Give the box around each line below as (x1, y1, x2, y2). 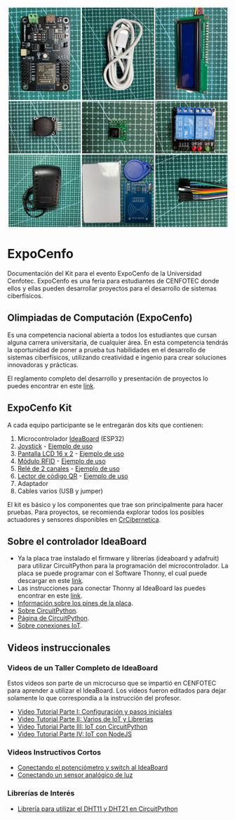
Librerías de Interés (7, 788, 75, 798)
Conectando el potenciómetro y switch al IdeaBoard (17, 763, 168, 772)
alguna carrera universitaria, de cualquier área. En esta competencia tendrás (7, 338, 229, 347)
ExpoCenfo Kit (7, 402, 72, 414)
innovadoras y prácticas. (7, 360, 79, 369)
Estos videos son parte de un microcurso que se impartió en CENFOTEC (7, 679, 217, 688)
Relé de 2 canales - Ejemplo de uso (17, 464, 121, 473)
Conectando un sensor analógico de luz (17, 771, 133, 779)
